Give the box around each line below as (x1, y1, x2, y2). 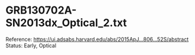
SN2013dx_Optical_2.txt (5, 16, 128, 30)
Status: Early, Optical (5, 42, 57, 49)
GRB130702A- (5, 4, 77, 17)
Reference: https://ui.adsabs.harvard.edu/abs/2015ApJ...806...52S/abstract (5, 35, 189, 43)
